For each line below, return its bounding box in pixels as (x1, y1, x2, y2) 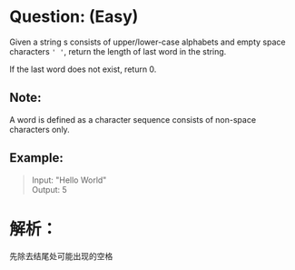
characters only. (9, 124, 70, 135)
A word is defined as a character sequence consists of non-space (9, 114, 257, 125)
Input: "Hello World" (31, 175, 107, 185)
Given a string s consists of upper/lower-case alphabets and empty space (9, 36, 286, 47)
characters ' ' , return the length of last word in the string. (9, 45, 227, 56)
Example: (9, 150, 64, 165)
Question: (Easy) (9, 6, 139, 27)
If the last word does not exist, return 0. (9, 64, 157, 75)
